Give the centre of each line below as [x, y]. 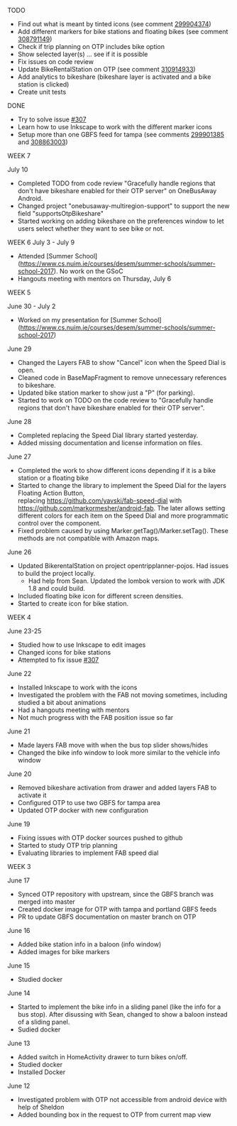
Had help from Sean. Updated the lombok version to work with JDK [127, 581]
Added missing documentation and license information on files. [110, 443]
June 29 [20, 349]
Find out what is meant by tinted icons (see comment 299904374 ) [114, 24]
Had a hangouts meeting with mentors [73, 710]
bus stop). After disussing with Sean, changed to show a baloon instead [123, 1014]
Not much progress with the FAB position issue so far [95, 717]
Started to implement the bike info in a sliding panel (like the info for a [119, 1007]
